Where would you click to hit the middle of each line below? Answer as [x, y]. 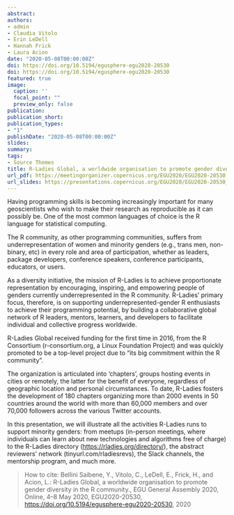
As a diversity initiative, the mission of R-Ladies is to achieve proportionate [114, 280]
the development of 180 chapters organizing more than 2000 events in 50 [113, 396]
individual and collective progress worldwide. [72, 325]
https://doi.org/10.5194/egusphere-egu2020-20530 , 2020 [108, 505]
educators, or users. [36, 267]
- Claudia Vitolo [32, 33]
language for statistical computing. [57, 224]
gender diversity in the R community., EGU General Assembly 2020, [122, 490]
